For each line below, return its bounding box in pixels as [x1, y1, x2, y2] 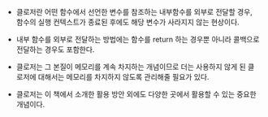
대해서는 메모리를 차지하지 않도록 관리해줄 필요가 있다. [37, 72, 210, 81]
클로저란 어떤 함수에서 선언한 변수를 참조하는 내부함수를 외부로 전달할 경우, [15, 7, 253, 16]
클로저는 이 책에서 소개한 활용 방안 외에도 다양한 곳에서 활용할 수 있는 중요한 [15, 89, 257, 99]
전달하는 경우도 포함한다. [15, 45, 95, 54]
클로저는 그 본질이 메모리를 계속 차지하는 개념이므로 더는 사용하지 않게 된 [15, 62, 246, 71]
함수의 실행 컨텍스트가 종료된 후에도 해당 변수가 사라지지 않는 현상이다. [15, 17, 240, 27]
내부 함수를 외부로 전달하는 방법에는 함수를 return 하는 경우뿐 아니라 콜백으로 [15, 35, 260, 44]
